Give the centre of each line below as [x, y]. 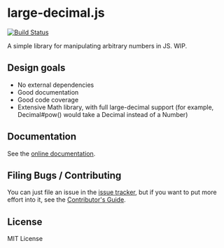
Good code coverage [48, 99]
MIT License [25, 239]
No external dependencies [56, 85]
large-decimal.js [56, 13]
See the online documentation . [51, 153]
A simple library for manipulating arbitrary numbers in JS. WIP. [97, 46]
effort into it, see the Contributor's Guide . [66, 200]
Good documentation [48, 92]
